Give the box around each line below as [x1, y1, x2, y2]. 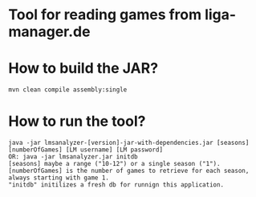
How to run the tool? [8, 112, 146, 131]
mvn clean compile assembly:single [8, 86, 128, 94]
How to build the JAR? [8, 59, 159, 78]
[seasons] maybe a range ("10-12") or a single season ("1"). [8, 160, 221, 168]
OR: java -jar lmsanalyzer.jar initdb [8, 153, 138, 161]
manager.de [8, 22, 91, 41]
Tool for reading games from [8, 6, 202, 24]
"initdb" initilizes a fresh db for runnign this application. [8, 181, 225, 189]
